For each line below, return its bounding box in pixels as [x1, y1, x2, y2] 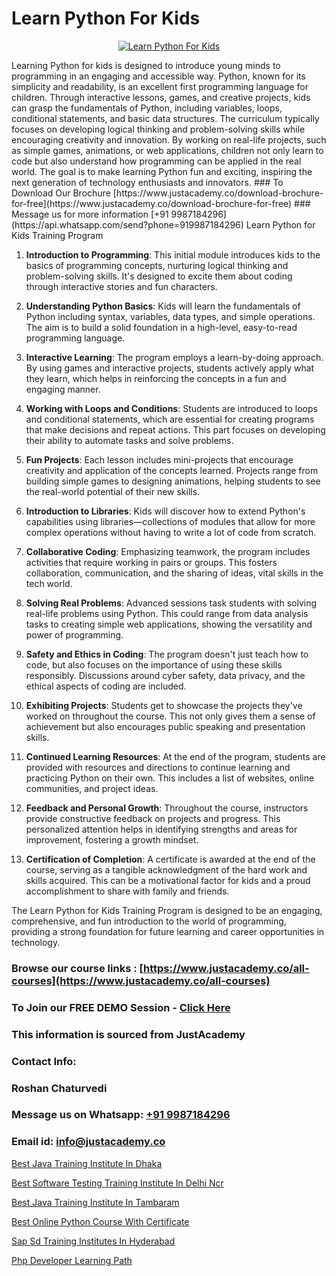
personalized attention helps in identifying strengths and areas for [25, 823, 298, 835]
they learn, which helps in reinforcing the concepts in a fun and [25, 372, 287, 384]
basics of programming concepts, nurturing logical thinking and [25, 259, 289, 271]
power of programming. [25, 628, 124, 641]
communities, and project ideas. [25, 782, 159, 794]
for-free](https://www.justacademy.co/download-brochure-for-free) [11, 197, 293, 209]
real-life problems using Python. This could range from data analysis [25, 607, 309, 619]
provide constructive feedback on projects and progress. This [25, 812, 281, 824]
